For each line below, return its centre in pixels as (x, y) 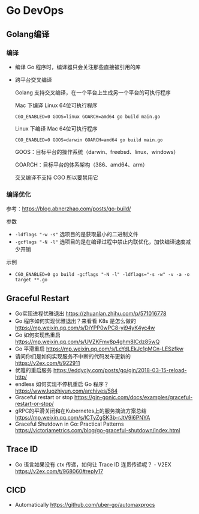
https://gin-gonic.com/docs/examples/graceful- (133, 397)
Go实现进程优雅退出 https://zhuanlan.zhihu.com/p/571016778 (91, 313)
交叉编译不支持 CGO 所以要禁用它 (57, 177)
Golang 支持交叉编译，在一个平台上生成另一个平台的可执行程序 (93, 92)
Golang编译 (28, 34)
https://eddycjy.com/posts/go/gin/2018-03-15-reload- (120, 370)
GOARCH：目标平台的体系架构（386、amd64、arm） (81, 164)
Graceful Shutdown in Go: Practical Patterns (69, 424)
